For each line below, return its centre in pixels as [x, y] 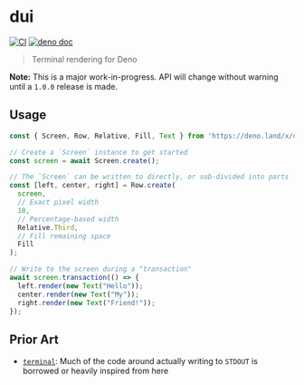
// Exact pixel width [58, 202]
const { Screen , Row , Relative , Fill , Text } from [107, 136]
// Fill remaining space [64, 236]
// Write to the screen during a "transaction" [101, 269]
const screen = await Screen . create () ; [85, 160]
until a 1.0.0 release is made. [64, 86]
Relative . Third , [48, 227]
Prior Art [34, 339]
